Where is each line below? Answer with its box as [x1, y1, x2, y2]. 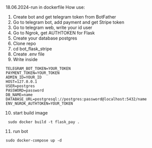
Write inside [12, 56, 38, 62]
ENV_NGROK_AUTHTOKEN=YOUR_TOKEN [5, 101, 73, 106]
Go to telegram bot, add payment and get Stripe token [12, 19, 124, 25]
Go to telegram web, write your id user [12, 24, 92, 30]
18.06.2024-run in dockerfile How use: [5, 4, 85, 10]
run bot [12, 128, 28, 134]
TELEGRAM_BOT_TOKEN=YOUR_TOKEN [5, 66, 71, 71]
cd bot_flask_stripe [12, 46, 52, 51]
